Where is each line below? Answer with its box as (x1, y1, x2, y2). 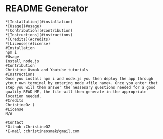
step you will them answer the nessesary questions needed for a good (5, 85, 156, 90)
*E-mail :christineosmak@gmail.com (5, 128, 80, 134)
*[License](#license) (5, 41, 51, 46)
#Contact (5, 120, 24, 125)
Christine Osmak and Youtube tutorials (5, 67, 89, 72)
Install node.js (5, 58, 39, 64)
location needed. (5, 93, 42, 99)
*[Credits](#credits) (5, 37, 51, 42)
